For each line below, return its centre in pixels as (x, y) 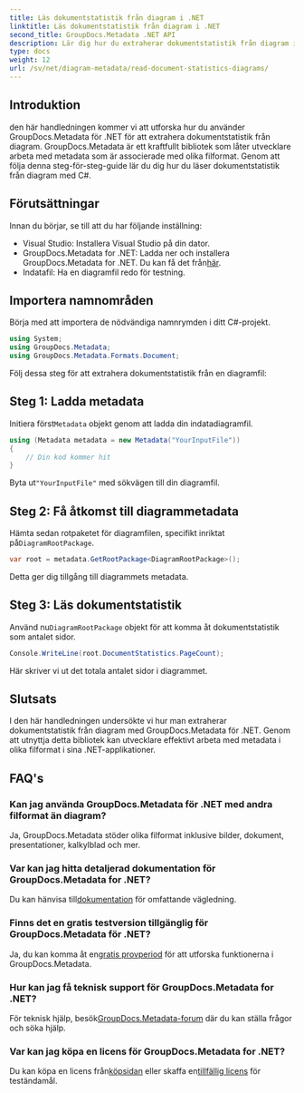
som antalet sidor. (43, 637)
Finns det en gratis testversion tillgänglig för (109, 923)
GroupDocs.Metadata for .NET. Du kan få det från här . (122, 262)
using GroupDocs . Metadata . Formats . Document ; (95, 356)
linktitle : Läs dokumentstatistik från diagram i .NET (115, 26)
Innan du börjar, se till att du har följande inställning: (106, 225)
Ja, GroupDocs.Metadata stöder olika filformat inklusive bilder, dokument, (147, 835)
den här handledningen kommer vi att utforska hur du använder (128, 127)
